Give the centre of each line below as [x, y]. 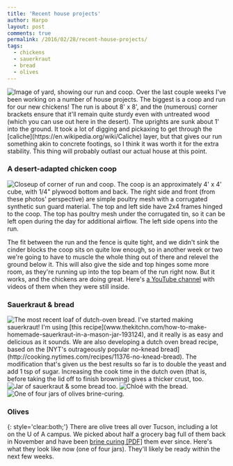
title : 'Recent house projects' [54, 14]
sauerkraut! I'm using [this [45, 327]
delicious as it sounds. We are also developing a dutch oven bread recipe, [113, 342]
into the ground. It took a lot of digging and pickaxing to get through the [110, 129]
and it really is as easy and [185, 334]
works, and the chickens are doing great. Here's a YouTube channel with [111, 279]
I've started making [166, 320]
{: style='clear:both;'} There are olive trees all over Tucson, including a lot [112, 427]
